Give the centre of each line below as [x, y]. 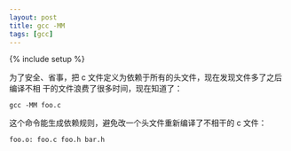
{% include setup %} [47, 60]
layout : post [33, 17]
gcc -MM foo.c [35, 106]
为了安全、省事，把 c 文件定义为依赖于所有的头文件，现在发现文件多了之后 [145, 77]
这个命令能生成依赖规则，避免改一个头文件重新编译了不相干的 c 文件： [138, 123]
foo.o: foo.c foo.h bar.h [57, 140]
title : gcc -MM [37, 26]
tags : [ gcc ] [31, 34]
